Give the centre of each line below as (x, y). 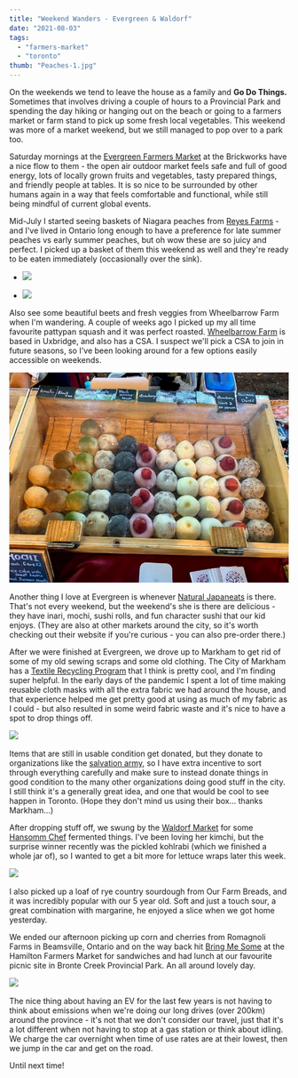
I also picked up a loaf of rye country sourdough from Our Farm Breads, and (148, 891)
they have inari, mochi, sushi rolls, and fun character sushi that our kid (137, 615)
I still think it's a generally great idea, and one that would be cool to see (139, 791)
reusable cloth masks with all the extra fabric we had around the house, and (148, 690)
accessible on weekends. (55, 360)
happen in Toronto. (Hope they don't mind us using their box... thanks (136, 801)
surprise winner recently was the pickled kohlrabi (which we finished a (138, 846)
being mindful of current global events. (80, 204)
